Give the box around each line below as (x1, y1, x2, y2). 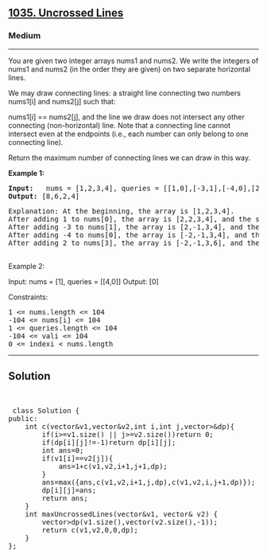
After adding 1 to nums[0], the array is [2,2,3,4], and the (8, 214, 252, 224)
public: (8, 414, 38, 423)
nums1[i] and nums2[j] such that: (8, 96, 116, 106)
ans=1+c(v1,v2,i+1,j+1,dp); (58, 462, 168, 470)
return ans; (41, 494, 89, 502)
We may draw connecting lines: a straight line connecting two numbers (8, 88, 241, 98)
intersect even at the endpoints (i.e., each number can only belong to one (8, 129, 249, 139)
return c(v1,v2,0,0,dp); (41, 525, 139, 534)
